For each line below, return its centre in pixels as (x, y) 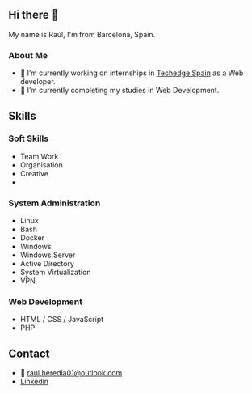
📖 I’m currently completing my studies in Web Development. (120, 91)
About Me (28, 55)
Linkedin (34, 382)
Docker (32, 238)
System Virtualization (55, 273)
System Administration (55, 203)
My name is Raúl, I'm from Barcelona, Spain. (82, 34)
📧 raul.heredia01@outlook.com (71, 373)
